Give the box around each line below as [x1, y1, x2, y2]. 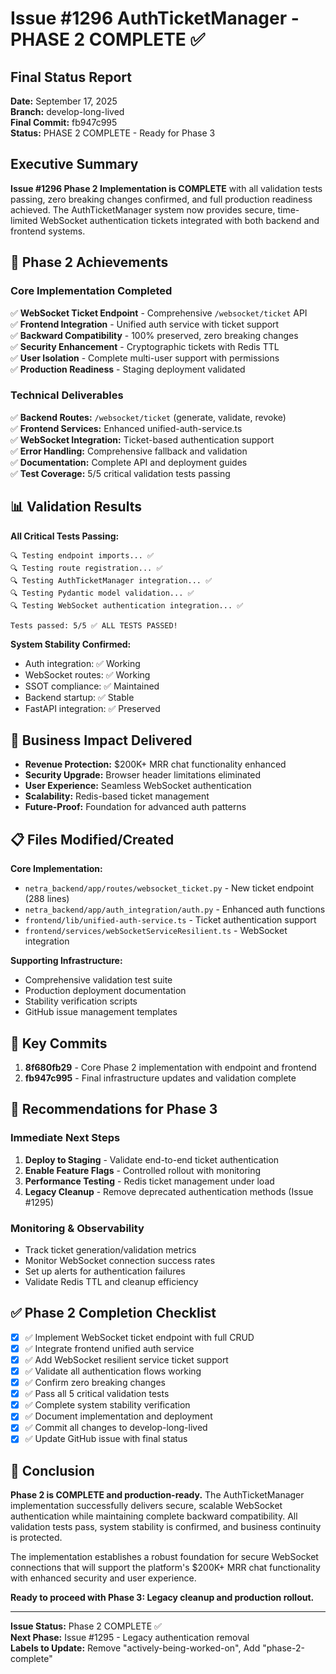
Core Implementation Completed [10, 284, 173, 298]
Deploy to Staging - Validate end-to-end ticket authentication [24, 1153, 280, 1166]
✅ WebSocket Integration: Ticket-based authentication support [10, 433, 275, 446]
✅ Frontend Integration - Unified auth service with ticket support [10, 318, 280, 330]
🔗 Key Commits [10, 1035, 108, 1052]
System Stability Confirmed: [10, 638, 132, 650]
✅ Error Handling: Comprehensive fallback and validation [10, 445, 248, 457]
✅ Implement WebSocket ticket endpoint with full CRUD [24, 1331, 255, 1343]
